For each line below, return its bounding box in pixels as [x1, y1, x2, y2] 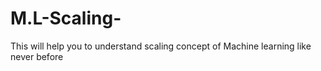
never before [10, 50, 64, 62]
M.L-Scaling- [10, 7, 122, 30]
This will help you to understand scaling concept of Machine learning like [10, 40, 312, 52]
